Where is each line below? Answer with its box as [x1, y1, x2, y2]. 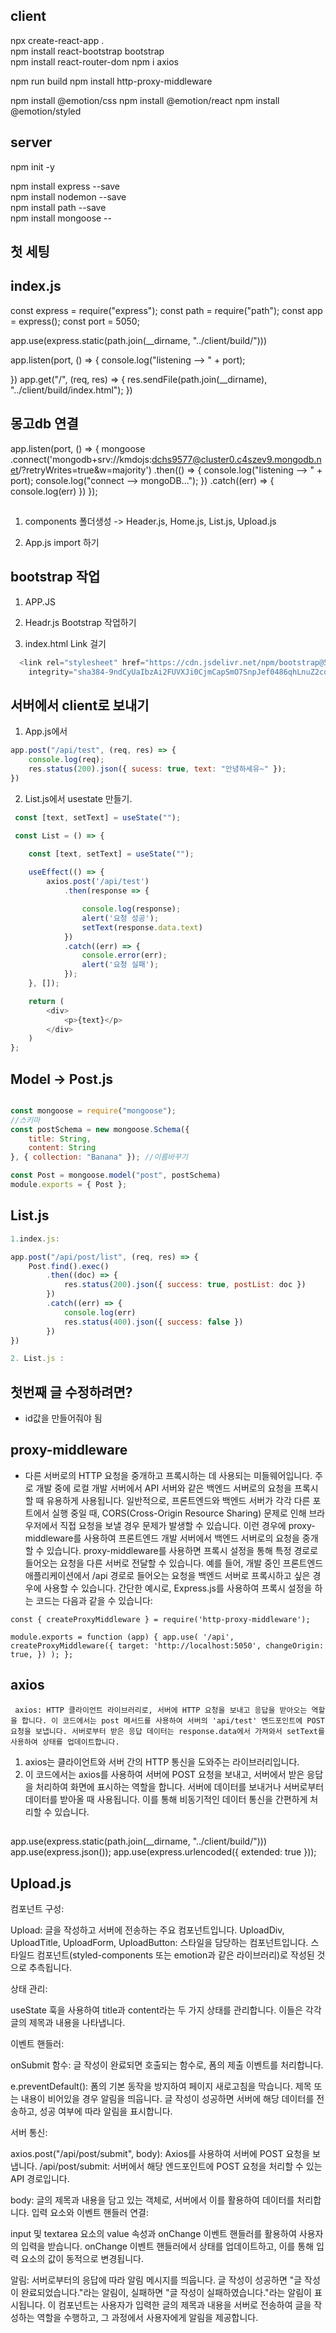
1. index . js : [10, 1234, 60, 1244]
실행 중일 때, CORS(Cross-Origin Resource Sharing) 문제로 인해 [51, 1507, 307, 1519]
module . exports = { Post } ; [10, 1180, 128, 1190]
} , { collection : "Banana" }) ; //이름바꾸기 [10, 1152, 188, 1163]
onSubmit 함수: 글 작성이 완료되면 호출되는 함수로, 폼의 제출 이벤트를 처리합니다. [10, 2059, 324, 2071]
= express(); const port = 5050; [10, 315, 140, 327]
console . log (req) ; [28, 755, 105, 765]
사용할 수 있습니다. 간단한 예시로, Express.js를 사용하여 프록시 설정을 [43, 1582, 313, 1594]
